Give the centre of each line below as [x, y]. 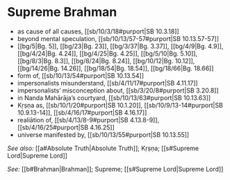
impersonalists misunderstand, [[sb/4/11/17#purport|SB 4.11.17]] [107, 83]
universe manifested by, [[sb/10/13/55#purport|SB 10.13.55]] [103, 134]
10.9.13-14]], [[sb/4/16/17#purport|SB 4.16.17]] [82, 113]
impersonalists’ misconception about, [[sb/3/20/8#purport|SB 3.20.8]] [118, 90]
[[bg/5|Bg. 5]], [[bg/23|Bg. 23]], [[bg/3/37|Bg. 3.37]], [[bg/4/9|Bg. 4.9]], [120, 46]
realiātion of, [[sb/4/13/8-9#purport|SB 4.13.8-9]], [88, 120]
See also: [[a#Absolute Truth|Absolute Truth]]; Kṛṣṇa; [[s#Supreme [103, 148]
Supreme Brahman [62, 12]
